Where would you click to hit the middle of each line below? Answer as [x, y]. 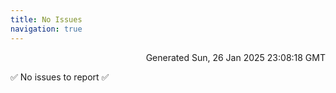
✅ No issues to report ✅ [60, 77]
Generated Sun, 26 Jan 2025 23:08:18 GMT [235, 57]
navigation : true [46, 29]
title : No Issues [46, 19]
